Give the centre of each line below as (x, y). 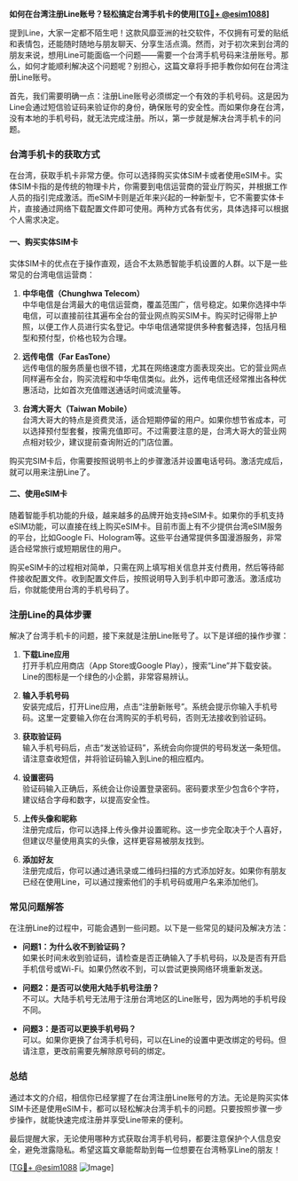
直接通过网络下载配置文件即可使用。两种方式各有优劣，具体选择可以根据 (157, 209)
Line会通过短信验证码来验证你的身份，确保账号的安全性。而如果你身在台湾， (149, 107)
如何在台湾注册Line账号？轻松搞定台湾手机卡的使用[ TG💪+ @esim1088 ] (139, 14)
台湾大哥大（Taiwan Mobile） (77, 408)
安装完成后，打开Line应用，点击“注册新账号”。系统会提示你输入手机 (146, 706)
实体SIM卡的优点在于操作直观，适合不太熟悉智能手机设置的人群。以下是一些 (149, 263)
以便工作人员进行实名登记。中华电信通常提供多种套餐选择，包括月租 (162, 327)
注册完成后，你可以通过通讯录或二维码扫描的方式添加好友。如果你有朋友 (154, 870)
